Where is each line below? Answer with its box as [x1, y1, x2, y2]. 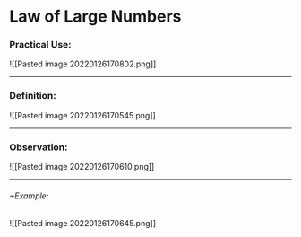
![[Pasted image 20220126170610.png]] [9, 162, 155, 172]
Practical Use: [9, 39, 72, 51]
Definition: [9, 90, 56, 102]
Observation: [9, 141, 68, 154]
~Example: [9, 190, 49, 201]
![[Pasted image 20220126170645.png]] [9, 218, 157, 229]
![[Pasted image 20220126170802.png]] [9, 58, 157, 69]
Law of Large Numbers [9, 6, 182, 27]
